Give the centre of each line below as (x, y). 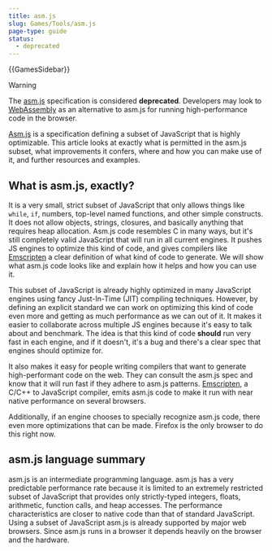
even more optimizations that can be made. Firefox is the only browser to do (136, 425)
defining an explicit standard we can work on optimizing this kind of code (131, 307)
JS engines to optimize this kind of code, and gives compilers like (118, 248)
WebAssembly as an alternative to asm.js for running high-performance (128, 110)
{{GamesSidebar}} (39, 69)
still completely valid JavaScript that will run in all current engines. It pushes (135, 239)
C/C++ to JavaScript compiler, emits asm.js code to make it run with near (131, 392)
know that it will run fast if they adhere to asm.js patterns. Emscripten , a (128, 383)
